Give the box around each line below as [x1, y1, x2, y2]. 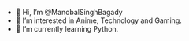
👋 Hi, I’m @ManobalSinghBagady [15, 8, 124, 17]
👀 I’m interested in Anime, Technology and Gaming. [15, 16, 183, 25]
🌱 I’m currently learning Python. [15, 24, 119, 33]
